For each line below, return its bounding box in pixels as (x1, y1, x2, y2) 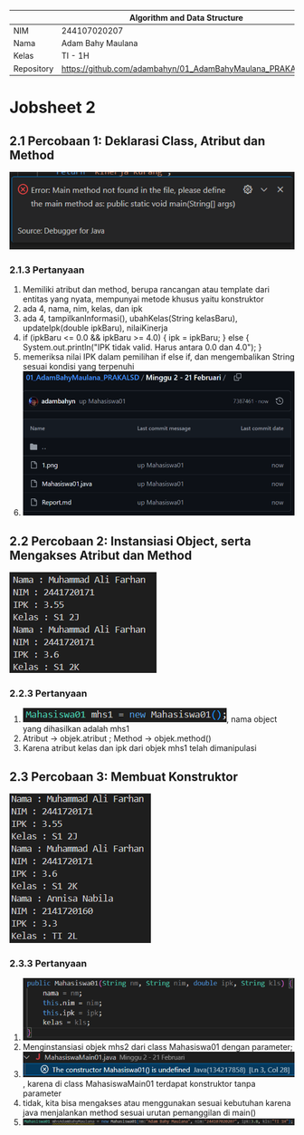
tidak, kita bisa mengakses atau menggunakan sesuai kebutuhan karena (22, 1097, 291, 1108)
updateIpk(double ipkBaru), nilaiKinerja (22, 322, 168, 333)
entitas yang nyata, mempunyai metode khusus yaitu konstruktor (22, 293, 264, 304)
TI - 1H (61, 51, 90, 62)
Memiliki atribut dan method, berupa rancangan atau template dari (22, 284, 270, 295)
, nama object (225, 714, 278, 725)
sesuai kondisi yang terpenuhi (22, 361, 135, 372)
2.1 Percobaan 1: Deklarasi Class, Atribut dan (9, 133, 266, 149)
